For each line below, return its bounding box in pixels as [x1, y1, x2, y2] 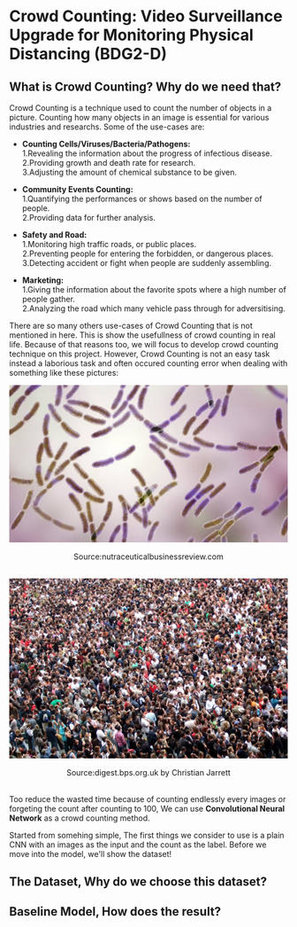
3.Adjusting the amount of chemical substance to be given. [21, 167, 237, 177]
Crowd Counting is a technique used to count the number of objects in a [9, 103, 272, 113]
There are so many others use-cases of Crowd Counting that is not [9, 321, 254, 331]
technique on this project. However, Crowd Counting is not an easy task [9, 348, 270, 359]
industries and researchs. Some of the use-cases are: [9, 121, 205, 132]
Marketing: [21, 275, 65, 285]
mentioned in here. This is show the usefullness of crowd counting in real [9, 330, 276, 340]
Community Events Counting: [21, 184, 134, 194]
